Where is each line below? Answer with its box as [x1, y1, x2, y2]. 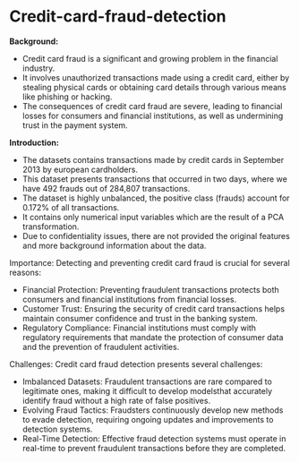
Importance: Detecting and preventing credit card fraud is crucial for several [9, 257, 291, 268]
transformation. [21, 221, 80, 232]
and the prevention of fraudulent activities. [21, 341, 180, 352]
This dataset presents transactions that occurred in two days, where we [21, 173, 288, 184]
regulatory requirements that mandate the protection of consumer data [21, 331, 284, 342]
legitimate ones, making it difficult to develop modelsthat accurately [21, 385, 273, 396]
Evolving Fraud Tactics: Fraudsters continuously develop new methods [21, 405, 284, 415]
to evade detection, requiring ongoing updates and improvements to [21, 414, 274, 424]
